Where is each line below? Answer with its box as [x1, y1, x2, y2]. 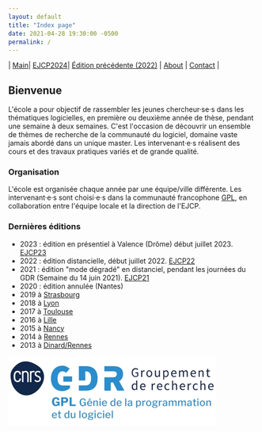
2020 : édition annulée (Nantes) [19, 281, 124, 291]
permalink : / [8, 38, 51, 46]
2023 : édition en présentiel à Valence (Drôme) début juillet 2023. [19, 239, 234, 249]
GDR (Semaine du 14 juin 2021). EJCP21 [19, 273, 150, 282]
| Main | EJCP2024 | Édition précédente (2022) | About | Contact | [8, 60, 220, 71]
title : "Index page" [8, 21, 77, 29]
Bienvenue [8, 83, 63, 97]
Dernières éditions [8, 221, 82, 232]
